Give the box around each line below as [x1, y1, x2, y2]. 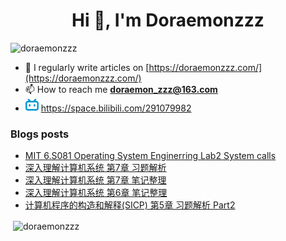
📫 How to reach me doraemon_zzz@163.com [24, 83, 218, 95]
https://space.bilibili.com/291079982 [40, 102, 192, 114]
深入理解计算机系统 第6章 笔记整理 [24, 187, 168, 199]
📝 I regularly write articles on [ [24, 61, 150, 73]
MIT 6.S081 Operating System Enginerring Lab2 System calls [24, 150, 277, 162]
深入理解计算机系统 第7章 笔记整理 [24, 174, 167, 186]
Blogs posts [10, 127, 70, 141]
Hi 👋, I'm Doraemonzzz [71, 9, 265, 32]
